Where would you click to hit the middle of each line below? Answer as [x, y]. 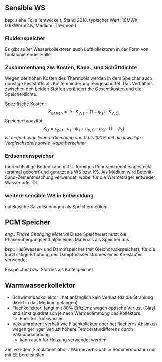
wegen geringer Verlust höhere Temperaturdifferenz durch [73, 329]
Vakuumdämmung [31, 335]
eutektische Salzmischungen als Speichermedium [56, 206]
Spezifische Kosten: [26, 104]
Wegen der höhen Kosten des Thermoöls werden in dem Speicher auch [79, 78]
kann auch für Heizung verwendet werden [63, 340]
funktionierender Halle [28, 55]
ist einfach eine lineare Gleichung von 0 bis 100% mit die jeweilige [73, 138]
